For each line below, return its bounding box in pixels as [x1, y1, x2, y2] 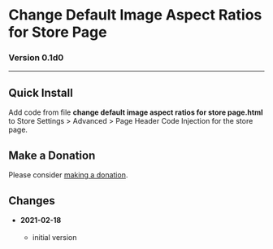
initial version [32, 232, 77, 242]
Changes [8, 194, 55, 207]
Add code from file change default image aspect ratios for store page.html [8, 107, 263, 117]
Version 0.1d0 [8, 52, 64, 63]
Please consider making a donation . [8, 170, 128, 180]
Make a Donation [8, 148, 96, 162]
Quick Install [8, 85, 73, 99]
